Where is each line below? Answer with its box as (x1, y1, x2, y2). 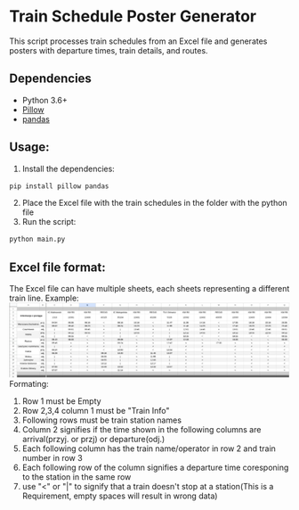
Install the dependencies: (21, 163, 116, 174)
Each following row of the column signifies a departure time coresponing (21, 462, 289, 473)
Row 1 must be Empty (21, 396, 101, 407)
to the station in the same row (21, 472, 132, 482)
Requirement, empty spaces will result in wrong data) (21, 490, 218, 501)
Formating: (9, 379, 49, 390)
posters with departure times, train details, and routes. (9, 45, 208, 55)
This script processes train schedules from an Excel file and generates (9, 36, 268, 46)
